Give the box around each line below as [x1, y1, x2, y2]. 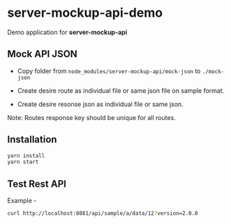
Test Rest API [7, 178, 66, 190]
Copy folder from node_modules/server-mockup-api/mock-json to [17, 66, 201, 75]
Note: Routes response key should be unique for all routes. [7, 113, 176, 121]
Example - [7, 197, 37, 205]
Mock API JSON [7, 48, 78, 60]
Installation [7, 134, 57, 146]
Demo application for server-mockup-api [7, 28, 128, 36]
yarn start [7, 158, 39, 165]
